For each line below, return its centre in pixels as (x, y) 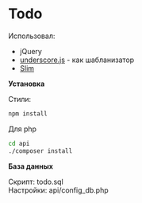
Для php (23, 129)
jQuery (31, 51)
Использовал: (32, 36)
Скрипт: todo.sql (36, 182)
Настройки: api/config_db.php (58, 190)
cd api (19, 143)
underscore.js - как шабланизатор (77, 60)
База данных (31, 166)
